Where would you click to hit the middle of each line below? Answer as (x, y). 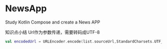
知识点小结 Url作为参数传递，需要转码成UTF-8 (53, 32)
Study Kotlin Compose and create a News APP (53, 22)
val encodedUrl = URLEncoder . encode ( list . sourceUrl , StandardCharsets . (80, 41)
